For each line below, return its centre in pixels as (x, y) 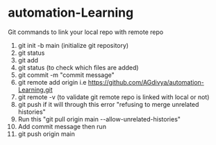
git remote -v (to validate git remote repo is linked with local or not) (114, 97)
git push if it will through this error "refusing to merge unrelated (108, 104)
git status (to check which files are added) (78, 67)
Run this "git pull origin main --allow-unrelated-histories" (99, 119)
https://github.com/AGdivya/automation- (146, 82)
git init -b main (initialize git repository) (73, 45)
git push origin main (46, 134)
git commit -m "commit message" (66, 75)
